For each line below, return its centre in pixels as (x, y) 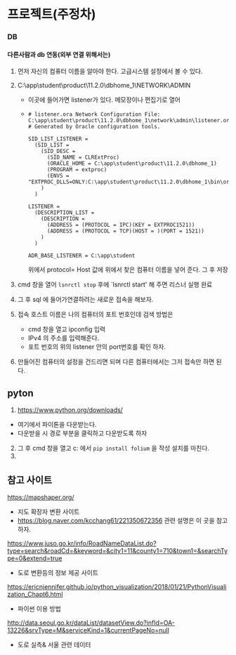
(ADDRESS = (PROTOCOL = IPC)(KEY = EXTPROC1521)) (121, 225)
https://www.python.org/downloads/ (70, 410)
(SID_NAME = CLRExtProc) (83, 158)
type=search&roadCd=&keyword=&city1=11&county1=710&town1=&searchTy (118, 550)
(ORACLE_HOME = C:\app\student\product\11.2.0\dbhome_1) (132, 164)
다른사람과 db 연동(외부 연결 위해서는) (59, 54)
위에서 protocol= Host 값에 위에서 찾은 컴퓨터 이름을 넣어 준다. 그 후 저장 (128, 270)
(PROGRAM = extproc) (77, 170)
